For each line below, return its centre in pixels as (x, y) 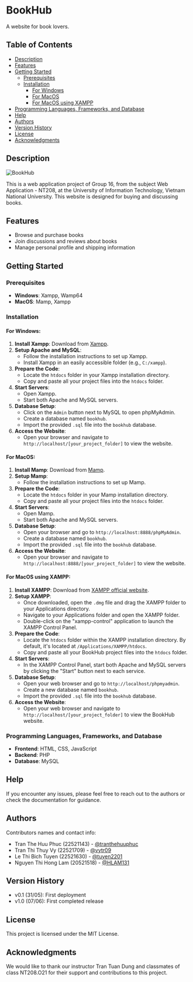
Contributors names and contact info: (51, 833)
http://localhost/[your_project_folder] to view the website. (98, 444)
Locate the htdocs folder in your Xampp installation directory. (96, 375)
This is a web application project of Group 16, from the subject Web (87, 184)
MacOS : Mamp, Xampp (43, 302)
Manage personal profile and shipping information (75, 247)
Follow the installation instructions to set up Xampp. (85, 356)
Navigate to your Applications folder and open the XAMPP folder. (101, 615)
